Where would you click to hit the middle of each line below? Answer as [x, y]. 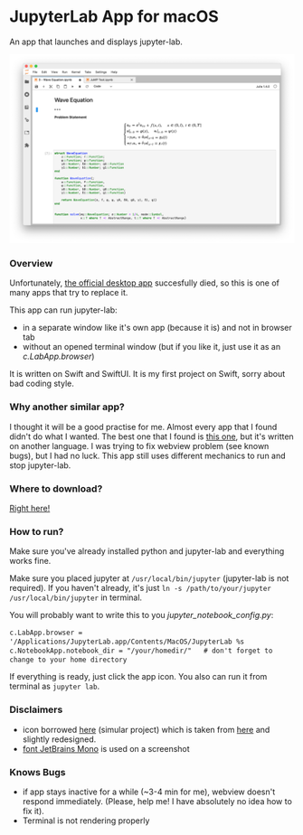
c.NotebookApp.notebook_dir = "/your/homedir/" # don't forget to [141, 651]
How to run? [37, 531]
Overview [31, 264]
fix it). [33, 811]
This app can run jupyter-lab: [63, 310]
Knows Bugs [38, 772]
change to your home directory [68, 660]
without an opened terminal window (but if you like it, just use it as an [151, 347]
